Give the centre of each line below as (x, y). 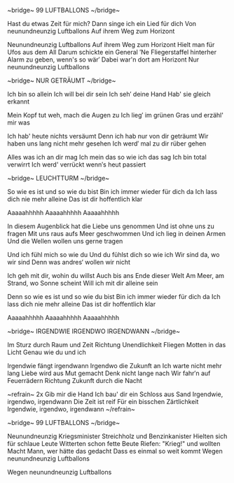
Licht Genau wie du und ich (47, 352)
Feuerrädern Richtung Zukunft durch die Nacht (75, 380)
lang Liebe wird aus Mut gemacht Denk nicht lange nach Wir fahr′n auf (109, 373)
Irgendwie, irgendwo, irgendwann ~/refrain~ (71, 409)
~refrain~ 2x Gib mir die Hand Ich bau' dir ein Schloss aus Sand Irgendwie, (115, 394)
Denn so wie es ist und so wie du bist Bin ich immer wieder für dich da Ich (114, 296)
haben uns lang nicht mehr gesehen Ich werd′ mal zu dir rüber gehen (107, 143)
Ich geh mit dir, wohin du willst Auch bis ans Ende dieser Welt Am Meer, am (116, 275)
